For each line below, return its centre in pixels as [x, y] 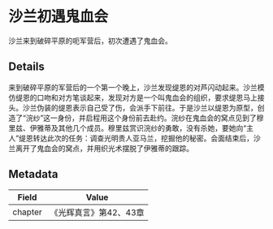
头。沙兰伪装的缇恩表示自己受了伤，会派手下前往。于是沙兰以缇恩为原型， [133, 107]
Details [26, 67]
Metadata [33, 174]
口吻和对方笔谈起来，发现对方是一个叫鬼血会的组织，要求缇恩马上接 [150, 97]
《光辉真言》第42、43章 [97, 212]
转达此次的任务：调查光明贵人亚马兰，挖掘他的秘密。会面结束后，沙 [147, 138]
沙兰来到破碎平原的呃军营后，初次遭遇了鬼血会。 [90, 41]
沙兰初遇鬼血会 [58, 17]
